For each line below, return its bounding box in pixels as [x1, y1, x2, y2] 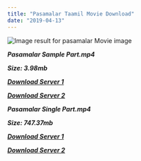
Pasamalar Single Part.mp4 [7, 105, 91, 113]
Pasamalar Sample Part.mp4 [7, 50, 96, 59]
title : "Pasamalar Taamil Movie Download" [7, 10, 135, 18]
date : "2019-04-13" [7, 17, 65, 24]
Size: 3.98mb [7, 64, 47, 72]
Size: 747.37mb [7, 118, 53, 127]
